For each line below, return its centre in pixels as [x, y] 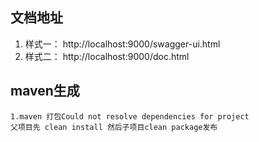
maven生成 [45, 91]
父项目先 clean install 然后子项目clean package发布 [114, 127]
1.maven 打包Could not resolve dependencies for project [130, 116]
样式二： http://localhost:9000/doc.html [107, 56]
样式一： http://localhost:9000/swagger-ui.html [122, 44]
